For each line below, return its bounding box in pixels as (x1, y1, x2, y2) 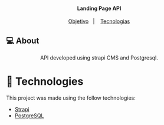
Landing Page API (77, 5, 122, 12)
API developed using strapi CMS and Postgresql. (40, 54, 158, 61)
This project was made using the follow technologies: (6, 94, 136, 101)
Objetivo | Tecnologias (68, 18, 130, 25)
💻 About (6, 35, 40, 45)
